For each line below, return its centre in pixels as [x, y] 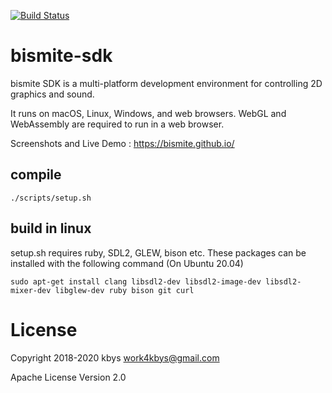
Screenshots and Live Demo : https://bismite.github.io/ [122, 143]
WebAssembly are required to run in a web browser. [117, 124]
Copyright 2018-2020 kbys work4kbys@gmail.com [115, 357]
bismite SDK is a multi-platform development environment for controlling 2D [166, 83]
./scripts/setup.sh [51, 198]
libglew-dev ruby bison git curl [124, 290]
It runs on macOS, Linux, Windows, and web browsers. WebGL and [148, 113]
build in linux [51, 228]
